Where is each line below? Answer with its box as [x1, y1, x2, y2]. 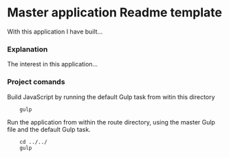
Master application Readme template [7, 5, 222, 21]
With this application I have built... [7, 27, 103, 36]
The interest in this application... [7, 60, 98, 68]
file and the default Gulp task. [7, 125, 91, 133]
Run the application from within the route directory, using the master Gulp [7, 118, 215, 126]
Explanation [7, 44, 48, 54]
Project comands [7, 77, 65, 87]
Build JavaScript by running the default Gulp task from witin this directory [7, 92, 215, 101]
